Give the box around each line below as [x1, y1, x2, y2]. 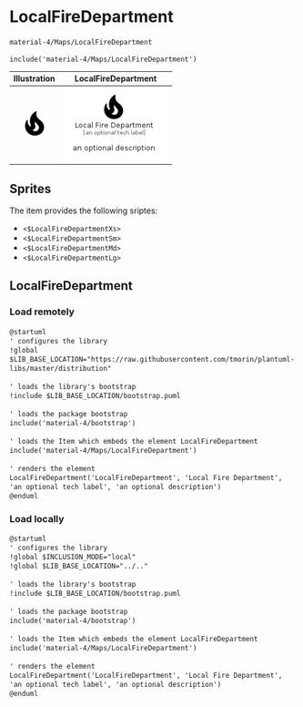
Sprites [9, 180, 52, 197]
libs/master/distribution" [9, 364, 112, 373]
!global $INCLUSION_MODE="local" [9, 552, 136, 561]
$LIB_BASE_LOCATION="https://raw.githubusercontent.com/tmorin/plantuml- [9, 354, 296, 364]
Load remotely [9, 305, 76, 318]
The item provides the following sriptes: [9, 205, 158, 216]
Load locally [9, 512, 65, 525]
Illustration [13, 73, 56, 84]
